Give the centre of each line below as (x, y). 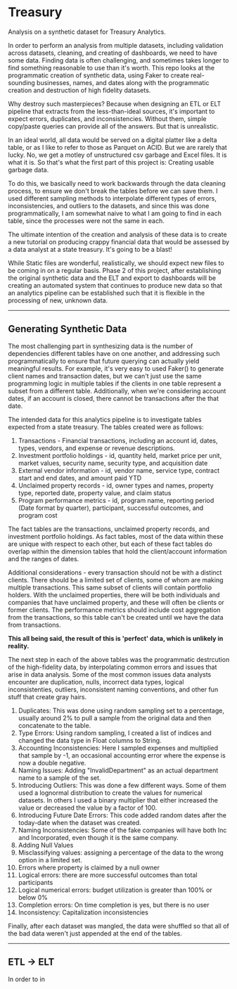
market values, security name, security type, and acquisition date (113, 463)
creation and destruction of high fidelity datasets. (79, 90)
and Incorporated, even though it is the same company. (98, 837)
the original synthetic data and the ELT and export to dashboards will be (112, 278)
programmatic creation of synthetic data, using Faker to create (98, 75)
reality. (19, 646)
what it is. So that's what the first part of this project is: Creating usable (111, 162)
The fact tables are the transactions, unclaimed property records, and (109, 529)
